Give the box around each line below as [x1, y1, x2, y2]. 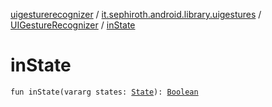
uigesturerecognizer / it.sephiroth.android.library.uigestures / [10, 9, 262, 20]
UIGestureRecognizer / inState [10, 19, 136, 31]
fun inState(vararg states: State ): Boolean [10, 87, 199, 97]
